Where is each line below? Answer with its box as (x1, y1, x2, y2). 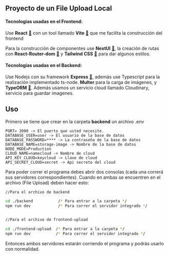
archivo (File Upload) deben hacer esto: (5, 179, 89, 186)
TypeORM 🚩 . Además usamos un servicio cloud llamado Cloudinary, (5, 84, 150, 91)
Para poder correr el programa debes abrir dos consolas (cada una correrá (5, 168, 163, 175)
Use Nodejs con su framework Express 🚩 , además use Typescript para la (5, 74, 160, 80)
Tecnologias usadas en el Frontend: (5, 18, 83, 25)
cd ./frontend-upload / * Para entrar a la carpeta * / (5, 226, 125, 232)
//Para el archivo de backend (5, 189, 70, 195)
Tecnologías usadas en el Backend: (5, 62, 82, 69)
